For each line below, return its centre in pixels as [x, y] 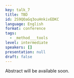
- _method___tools [29, 38]
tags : [11, 33]
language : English [24, 24]
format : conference [25, 29]
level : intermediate [27, 43]
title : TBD [16, 15]
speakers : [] [19, 47]
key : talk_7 [17, 10]
